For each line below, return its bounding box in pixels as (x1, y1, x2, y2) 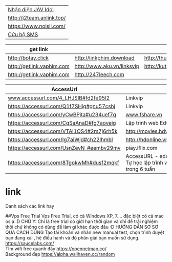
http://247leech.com (74, 71, 124, 78)
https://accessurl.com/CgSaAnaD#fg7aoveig (8, 119, 116, 126)
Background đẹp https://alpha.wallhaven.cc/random (5, 251, 115, 257)
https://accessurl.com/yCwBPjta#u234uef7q (8, 111, 117, 118)
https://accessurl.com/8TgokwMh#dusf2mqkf (8, 159, 119, 166)
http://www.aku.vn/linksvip (74, 63, 140, 70)
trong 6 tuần (125, 166, 155, 172)
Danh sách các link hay (5, 203, 55, 209)
